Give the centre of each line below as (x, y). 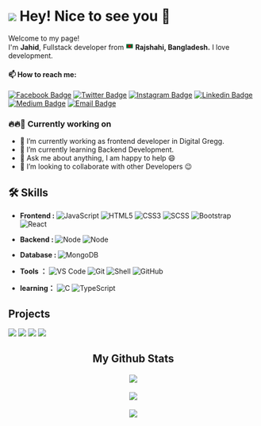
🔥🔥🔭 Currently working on (60, 124)
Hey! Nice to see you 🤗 (95, 16)
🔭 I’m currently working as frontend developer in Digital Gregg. (122, 141)
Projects (29, 314)
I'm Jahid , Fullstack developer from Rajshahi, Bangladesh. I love (119, 47)
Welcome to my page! (44, 38)
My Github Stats (133, 359)
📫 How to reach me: (42, 74)
